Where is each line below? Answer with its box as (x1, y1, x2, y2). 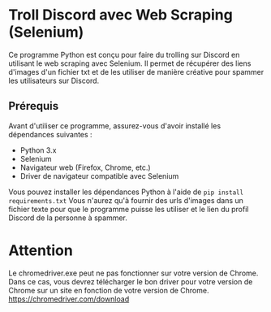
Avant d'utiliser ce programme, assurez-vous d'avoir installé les (8, 120, 222, 131)
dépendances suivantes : (8, 129, 92, 139)
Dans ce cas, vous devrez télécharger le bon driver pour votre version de (8, 276, 253, 286)
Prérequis (8, 99, 59, 113)
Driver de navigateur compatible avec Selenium (19, 171, 179, 180)
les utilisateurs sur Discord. (8, 76, 100, 85)
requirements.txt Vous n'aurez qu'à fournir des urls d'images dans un (8, 195, 243, 205)
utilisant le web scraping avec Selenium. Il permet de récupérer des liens (8, 58, 252, 68)
